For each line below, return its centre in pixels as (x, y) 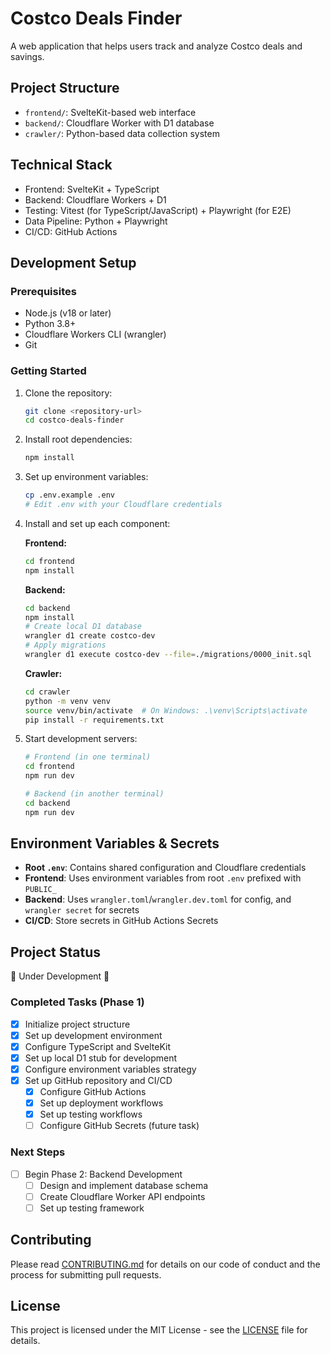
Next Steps (38, 1152)
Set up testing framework (92, 1208)
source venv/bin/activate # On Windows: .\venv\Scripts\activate (166, 710)
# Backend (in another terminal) (94, 794)
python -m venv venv (67, 701)
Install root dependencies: (78, 439)
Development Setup (73, 262)
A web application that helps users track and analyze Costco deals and (156, 46)
